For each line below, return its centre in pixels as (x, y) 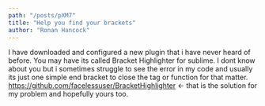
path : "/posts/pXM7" (42, 15)
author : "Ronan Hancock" (49, 30)
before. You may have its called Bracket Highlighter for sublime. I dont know (132, 60)
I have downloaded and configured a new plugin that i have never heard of (129, 53)
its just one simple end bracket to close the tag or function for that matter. (128, 77)
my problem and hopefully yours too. (68, 94)
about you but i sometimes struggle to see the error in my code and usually (131, 69)
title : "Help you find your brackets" (72, 23)
